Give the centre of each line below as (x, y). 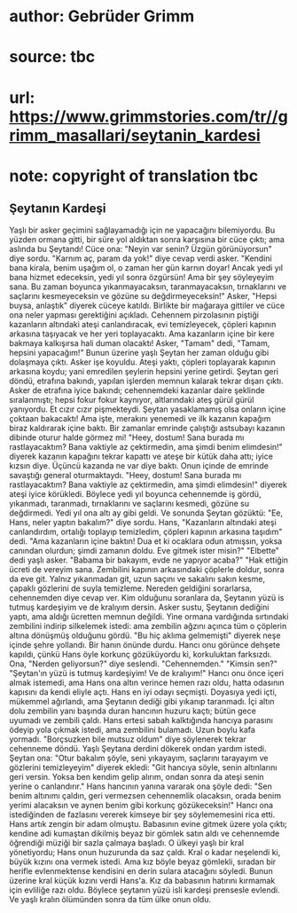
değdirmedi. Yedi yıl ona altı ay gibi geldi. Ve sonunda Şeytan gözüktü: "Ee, (146, 513)
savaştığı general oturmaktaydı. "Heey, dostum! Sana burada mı (125, 475)
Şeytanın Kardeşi (58, 209)
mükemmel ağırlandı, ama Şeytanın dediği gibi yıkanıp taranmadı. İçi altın (142, 701)
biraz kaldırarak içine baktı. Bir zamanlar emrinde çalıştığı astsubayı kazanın (147, 428)
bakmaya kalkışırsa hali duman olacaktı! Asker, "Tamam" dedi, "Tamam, (140, 342)
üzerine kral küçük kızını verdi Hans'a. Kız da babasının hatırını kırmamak (142, 880)
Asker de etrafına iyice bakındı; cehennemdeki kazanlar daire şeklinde (137, 390)
